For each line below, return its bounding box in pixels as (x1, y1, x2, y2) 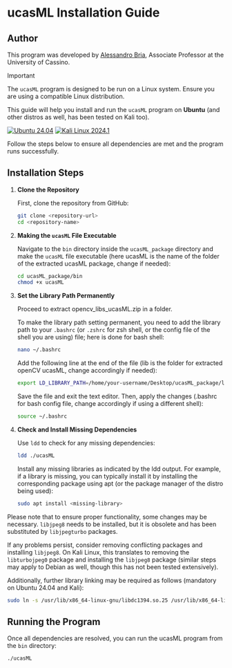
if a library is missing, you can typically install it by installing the (17, 472, 198, 480)
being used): (17, 486, 54, 495)
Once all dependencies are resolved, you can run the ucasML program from (7, 634, 223, 642)
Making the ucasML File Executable (17, 231, 117, 239)
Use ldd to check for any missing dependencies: (17, 438, 155, 447)
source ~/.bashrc (17, 413, 68, 420)
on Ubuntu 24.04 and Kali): (7, 583, 84, 592)
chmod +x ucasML (17, 279, 64, 286)
